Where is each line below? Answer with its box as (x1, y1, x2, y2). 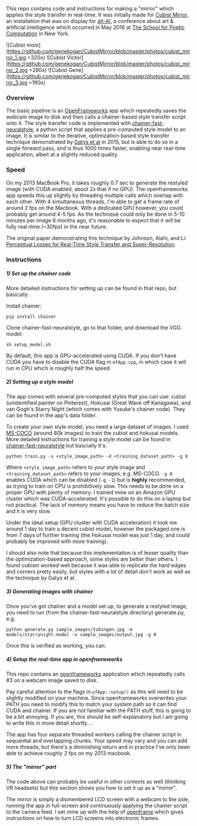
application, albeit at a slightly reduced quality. (6, 151, 119, 158)
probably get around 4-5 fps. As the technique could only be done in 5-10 (6, 210, 185, 218)
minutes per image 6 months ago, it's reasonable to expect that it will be (6, 216, 181, 223)
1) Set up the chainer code (6, 270, 72, 277)
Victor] (66, 54, 84, 61)
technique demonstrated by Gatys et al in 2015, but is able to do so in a (6, 139, 178, 146)
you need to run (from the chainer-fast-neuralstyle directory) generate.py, (6, 609, 185, 616)
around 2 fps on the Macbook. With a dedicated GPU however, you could (6, 204, 183, 211)
